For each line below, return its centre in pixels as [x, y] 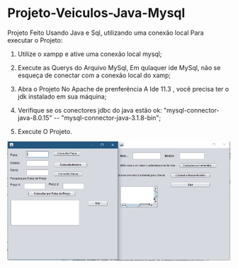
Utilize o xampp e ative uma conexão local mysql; [90, 54]
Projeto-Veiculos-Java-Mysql [96, 13]
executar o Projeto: [35, 40]
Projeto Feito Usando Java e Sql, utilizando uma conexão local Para [106, 33]
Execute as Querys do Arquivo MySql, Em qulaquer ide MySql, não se [119, 67]
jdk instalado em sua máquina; [62, 96]
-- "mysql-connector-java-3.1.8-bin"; [107, 118]
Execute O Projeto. [45, 131]
